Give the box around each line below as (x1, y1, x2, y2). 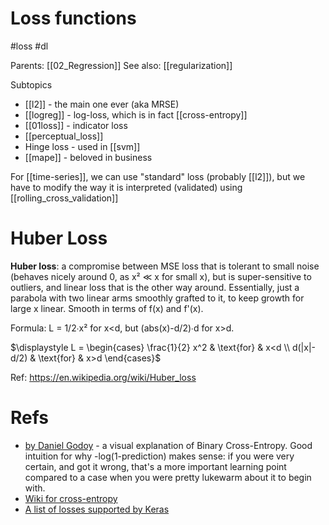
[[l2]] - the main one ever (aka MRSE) (24, 98, 180, 110)
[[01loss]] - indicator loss (24, 119, 128, 131)
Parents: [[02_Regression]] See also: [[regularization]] (10, 59, 233, 71)
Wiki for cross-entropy (24, 492, 118, 504)
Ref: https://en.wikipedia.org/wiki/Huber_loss (10, 371, 197, 383)
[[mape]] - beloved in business (24, 151, 153, 163)
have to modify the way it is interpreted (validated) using (10, 181, 243, 193)
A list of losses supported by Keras (24, 503, 170, 515)
